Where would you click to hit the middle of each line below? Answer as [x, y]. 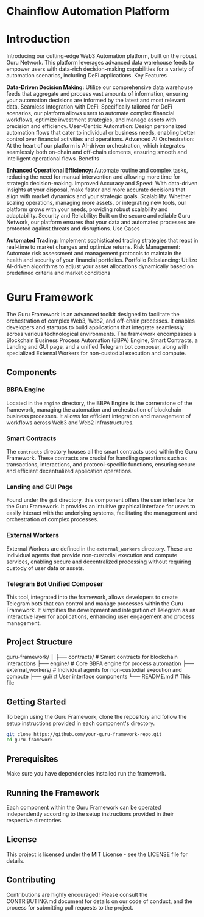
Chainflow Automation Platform [88, 11]
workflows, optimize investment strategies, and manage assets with [91, 120]
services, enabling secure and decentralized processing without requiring [99, 562]
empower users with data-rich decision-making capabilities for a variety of [100, 69]
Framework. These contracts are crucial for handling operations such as [97, 458]
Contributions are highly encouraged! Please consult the [77, 894]
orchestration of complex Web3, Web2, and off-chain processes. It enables [100, 321]
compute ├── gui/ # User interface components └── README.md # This [98, 676]
